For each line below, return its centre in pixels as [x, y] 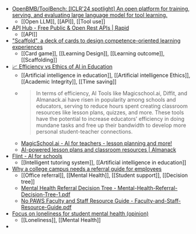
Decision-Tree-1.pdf [46, 194]
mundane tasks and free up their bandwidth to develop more [111, 125]
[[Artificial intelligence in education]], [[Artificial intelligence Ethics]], [106, 75]
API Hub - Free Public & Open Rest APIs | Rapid [70, 28]
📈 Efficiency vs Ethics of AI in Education [62, 66]
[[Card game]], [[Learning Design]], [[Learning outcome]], [93, 53]
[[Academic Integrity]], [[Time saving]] [69, 82]
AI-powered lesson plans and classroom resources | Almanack [98, 149]
